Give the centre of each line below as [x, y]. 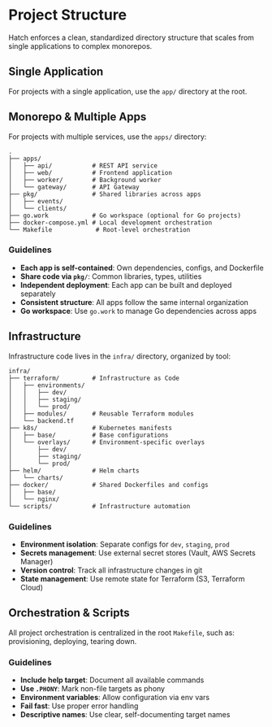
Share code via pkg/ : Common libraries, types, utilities [111, 276]
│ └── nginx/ [34, 499]
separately [38, 294]
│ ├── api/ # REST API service [83, 165]
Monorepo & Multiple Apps [78, 117]
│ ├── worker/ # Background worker [85, 180]
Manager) [37, 561]
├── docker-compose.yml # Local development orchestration [110, 222]
